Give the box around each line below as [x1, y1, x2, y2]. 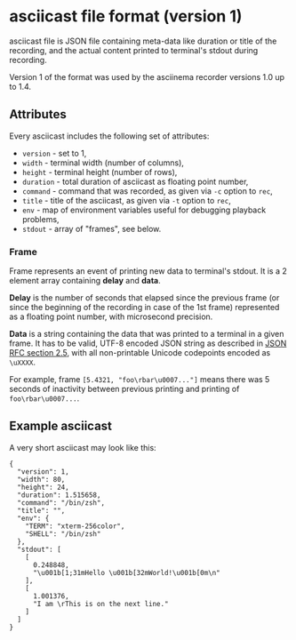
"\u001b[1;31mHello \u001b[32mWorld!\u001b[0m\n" [32, 568, 220, 577]
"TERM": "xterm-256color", [25, 522, 125, 531]
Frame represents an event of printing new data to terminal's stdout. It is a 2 [9, 266, 287, 276]
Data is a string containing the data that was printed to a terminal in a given [9, 329, 284, 340]
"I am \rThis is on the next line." [32, 599, 169, 608]
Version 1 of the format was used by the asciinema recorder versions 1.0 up [9, 71, 285, 82]
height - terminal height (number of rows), [21, 166, 178, 177]
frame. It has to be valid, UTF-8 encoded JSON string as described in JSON [9, 338, 287, 348]
